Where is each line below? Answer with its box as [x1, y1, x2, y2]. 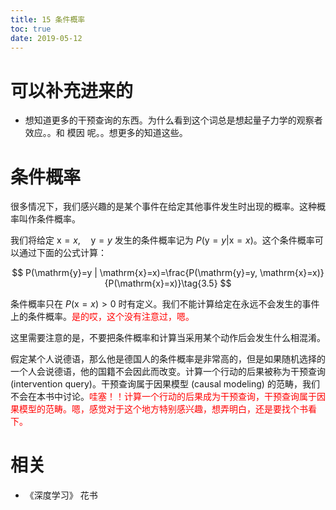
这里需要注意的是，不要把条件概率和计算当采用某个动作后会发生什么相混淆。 [10, 332, 326, 344]
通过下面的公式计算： [18, 247, 107, 259]
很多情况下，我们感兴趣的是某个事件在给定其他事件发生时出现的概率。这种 [10, 201, 317, 213]
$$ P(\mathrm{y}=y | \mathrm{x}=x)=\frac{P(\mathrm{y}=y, [11, 267, 258, 279]
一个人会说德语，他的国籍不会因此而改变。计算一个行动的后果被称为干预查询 [10, 366, 326, 378]
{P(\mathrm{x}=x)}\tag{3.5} [104, 277, 218, 290]
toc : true [10, 24, 52, 34]
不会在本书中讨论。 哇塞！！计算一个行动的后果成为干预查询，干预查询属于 [10, 391, 317, 403]
